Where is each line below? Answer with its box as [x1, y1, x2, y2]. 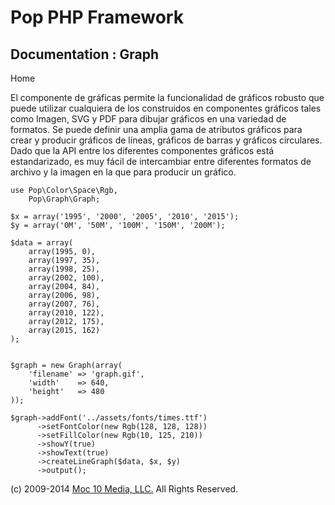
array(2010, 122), [28, 308, 105, 318]
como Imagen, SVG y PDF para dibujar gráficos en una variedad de [10, 113, 287, 125]
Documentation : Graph [10, 46, 160, 63]
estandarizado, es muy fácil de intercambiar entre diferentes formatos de [10, 156, 312, 167]
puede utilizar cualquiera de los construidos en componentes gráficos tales [10, 102, 322, 114]
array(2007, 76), [28, 299, 101, 309]
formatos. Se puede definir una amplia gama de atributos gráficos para [10, 124, 303, 135]
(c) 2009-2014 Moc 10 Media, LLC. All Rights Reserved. [10, 483, 239, 495]
